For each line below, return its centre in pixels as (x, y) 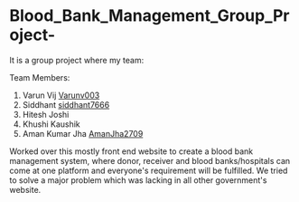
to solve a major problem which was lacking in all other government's (138, 180)
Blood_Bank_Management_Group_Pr (149, 16)
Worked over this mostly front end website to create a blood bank (131, 151)
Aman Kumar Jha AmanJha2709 (83, 133)
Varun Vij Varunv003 (61, 95)
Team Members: (40, 77)
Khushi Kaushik (51, 124)
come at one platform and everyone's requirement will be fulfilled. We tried (149, 170)
